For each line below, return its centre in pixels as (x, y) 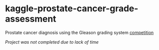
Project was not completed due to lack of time (52, 42)
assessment (31, 19)
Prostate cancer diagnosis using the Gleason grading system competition (79, 32)
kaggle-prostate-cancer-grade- (72, 9)
